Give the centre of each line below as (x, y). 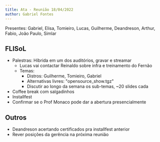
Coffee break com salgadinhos (43, 92)
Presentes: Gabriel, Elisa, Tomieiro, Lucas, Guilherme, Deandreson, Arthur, (80, 28)
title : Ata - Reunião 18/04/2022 (39, 10)
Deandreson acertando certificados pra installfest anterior (71, 129)
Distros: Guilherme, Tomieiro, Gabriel (64, 76)
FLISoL (16, 49)
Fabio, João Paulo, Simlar (31, 33)
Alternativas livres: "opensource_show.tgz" (70, 81)
